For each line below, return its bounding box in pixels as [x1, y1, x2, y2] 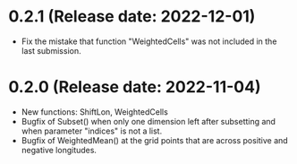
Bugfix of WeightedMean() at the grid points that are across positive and [21, 134, 288, 145]
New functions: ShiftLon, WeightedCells [21, 106, 169, 117]
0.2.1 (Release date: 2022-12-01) [8, 6, 256, 27]
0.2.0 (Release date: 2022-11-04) [8, 77, 261, 98]
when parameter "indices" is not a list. [21, 125, 163, 136]
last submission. [21, 45, 81, 56]
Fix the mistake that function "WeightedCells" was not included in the [21, 36, 277, 47]
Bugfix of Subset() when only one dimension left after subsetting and [21, 116, 276, 126]
